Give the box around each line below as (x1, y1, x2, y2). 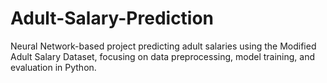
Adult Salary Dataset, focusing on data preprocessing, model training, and (10, 50, 316, 62)
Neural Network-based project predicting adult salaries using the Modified (10, 40, 317, 52)
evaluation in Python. (10, 61, 97, 73)
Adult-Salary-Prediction (10, 7, 215, 30)
